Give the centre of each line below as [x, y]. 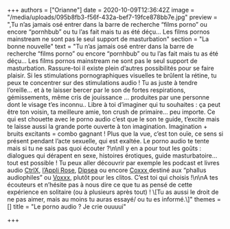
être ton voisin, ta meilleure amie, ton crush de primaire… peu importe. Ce [111, 112]
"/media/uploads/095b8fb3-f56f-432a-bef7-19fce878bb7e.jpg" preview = [112, 17]
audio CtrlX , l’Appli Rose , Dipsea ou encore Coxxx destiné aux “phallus [107, 170]
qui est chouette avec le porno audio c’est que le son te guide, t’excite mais [113, 119]
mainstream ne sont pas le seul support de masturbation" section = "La [108, 39]
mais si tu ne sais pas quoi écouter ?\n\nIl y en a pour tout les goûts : [104, 148]
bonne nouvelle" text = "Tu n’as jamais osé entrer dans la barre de [101, 46]
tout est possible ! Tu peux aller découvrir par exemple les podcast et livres [113, 163]
